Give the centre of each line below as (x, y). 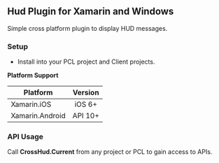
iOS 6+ (86, 104)
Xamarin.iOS (31, 104)
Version (86, 92)
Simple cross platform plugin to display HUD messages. (87, 28)
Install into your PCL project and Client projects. (86, 62)
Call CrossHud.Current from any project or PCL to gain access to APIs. (110, 152)
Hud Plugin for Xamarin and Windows (91, 12)
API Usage (25, 137)
